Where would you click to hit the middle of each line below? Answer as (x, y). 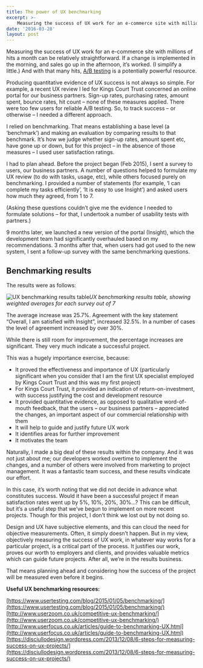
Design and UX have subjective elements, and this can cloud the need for (98, 526)
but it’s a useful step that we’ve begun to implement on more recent (90, 508)
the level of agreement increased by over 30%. (65, 328)
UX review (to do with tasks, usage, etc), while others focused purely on (96, 177)
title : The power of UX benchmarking (54, 12)
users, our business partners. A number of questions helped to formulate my (101, 171)
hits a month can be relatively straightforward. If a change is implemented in (101, 58)
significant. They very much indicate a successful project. (78, 346)
